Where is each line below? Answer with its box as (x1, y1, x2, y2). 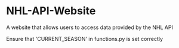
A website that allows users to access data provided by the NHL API (6, 24, 173, 31)
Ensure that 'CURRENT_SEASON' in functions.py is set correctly (6, 35, 163, 42)
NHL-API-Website (6, 4, 96, 18)
